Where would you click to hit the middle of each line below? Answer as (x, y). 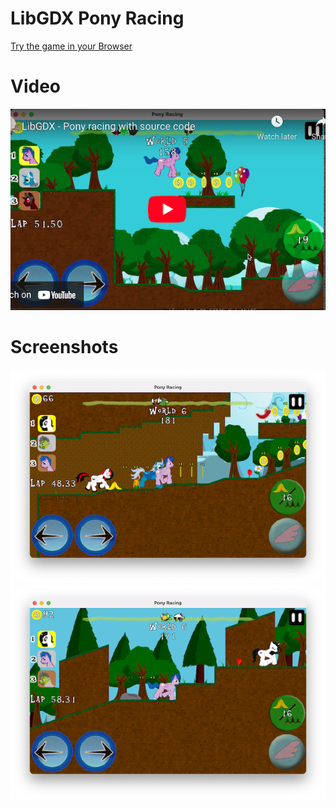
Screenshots (64, 346)
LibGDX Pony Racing (97, 18)
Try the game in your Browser (71, 46)
